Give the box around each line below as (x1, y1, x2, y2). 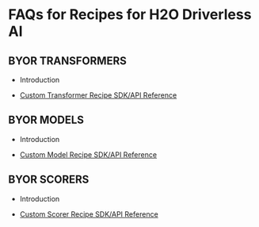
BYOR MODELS (8, 113, 85, 127)
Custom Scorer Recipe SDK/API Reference (19, 209, 158, 219)
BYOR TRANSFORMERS (8, 54, 127, 67)
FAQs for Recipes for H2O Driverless (8, 6, 252, 24)
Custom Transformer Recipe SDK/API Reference (19, 90, 177, 100)
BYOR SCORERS (8, 173, 90, 187)
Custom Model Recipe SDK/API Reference (19, 149, 157, 160)
